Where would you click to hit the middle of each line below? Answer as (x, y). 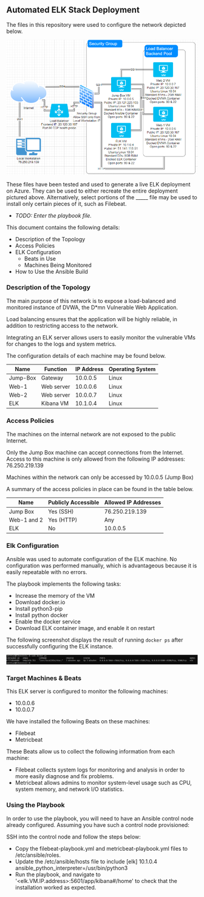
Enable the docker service (48, 622)
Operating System (132, 369)
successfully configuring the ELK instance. (60, 646)
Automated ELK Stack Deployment (73, 10)
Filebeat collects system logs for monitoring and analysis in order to (100, 770)
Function (56, 369)
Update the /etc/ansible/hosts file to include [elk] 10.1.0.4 (86, 861)
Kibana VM (55, 403)
